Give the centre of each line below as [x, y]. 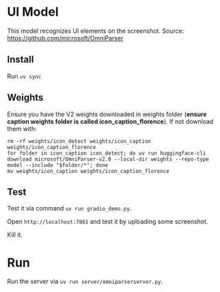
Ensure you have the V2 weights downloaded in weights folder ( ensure [107, 114]
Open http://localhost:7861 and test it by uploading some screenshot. [108, 222]
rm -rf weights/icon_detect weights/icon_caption [79, 141]
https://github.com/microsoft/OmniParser [65, 38]
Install [20, 60]
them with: [22, 129]
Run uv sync [24, 76]
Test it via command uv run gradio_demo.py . [69, 209]
